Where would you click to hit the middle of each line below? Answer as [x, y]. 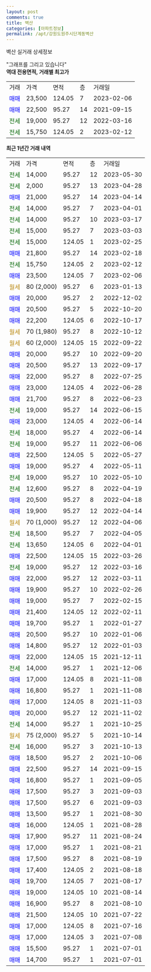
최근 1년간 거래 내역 [29, 148]
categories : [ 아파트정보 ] [35, 28]
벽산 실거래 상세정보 [29, 52]
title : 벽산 [20, 23]
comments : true [25, 17]
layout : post [22, 12]
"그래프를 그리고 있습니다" [37, 65]
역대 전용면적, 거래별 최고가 [38, 72]
